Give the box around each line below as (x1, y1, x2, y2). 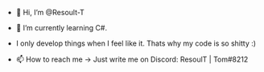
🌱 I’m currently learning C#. (15, 23, 107, 32)
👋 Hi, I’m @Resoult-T (15, 8, 85, 17)
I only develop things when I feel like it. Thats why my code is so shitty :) (15, 38, 256, 48)
